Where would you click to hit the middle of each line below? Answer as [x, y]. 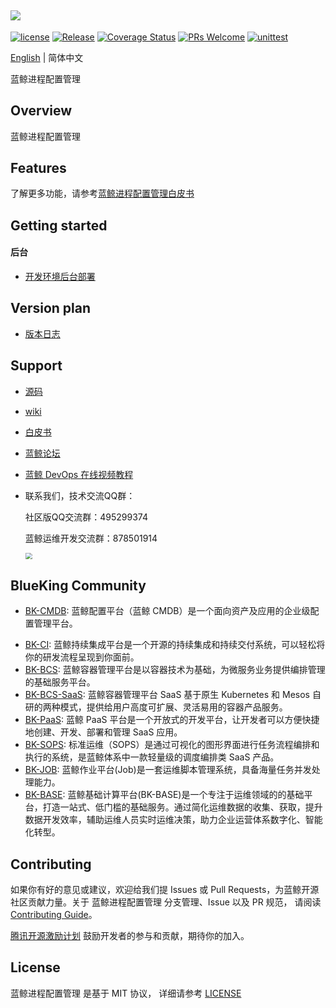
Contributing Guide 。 [54, 914]
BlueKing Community [78, 585]
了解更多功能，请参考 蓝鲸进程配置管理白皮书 [102, 193]
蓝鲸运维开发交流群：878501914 [91, 538]
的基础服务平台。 [60, 682]
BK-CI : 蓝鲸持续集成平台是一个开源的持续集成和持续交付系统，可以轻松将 [175, 645]
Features [38, 168]
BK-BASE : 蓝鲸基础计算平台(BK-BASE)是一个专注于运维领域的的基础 [164, 795]
